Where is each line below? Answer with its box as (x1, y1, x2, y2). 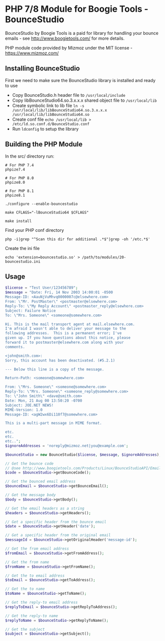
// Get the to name (5, 586, 45, 591)
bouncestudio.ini (5, 259, 41, 264)
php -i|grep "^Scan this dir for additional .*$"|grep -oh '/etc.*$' (5, 237, 151, 242)
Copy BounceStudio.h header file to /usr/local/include (12, 92, 126, 98)
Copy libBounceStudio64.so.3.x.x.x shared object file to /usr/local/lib (12, 97, 157, 103)
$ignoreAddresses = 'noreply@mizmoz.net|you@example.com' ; (5, 443, 129, 448)
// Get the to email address (5, 573, 65, 578)
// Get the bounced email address (5, 479, 76, 484)
